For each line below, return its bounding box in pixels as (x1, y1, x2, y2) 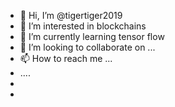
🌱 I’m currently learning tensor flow (19, 31, 165, 42)
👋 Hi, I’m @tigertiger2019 (19, 10, 123, 21)
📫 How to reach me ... (19, 53, 113, 64)
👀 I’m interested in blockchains (19, 20, 147, 32)
